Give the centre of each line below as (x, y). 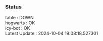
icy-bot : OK (18, 28)
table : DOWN (19, 18)
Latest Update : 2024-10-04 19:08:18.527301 (52, 34)
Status (13, 7)
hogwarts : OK (20, 23)
